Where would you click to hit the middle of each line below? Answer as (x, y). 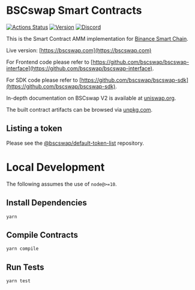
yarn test (19, 281)
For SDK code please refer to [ (44, 80)
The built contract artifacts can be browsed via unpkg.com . (79, 109)
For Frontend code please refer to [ (49, 62)
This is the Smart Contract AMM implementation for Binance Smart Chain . (97, 38)
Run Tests (25, 267)
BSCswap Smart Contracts (74, 11)
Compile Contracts (42, 235)
